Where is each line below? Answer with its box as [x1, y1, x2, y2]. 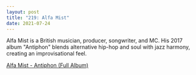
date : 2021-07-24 [6, 20, 51, 26]
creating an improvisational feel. [6, 50, 87, 57]
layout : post [6, 9, 40, 15]
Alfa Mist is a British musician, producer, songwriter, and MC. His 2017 [6, 37, 183, 45]
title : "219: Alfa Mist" [6, 15, 70, 21]
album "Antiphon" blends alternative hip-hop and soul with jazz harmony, [6, 43, 191, 51]
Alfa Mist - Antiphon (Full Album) [6, 62, 89, 69]
